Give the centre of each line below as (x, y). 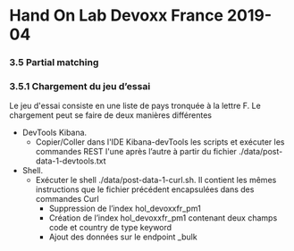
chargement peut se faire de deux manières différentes (111, 115)
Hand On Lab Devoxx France (117, 16)
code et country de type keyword (110, 228)
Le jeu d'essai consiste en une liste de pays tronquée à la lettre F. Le (135, 106)
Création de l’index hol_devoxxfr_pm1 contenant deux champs (163, 218)
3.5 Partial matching (54, 63)
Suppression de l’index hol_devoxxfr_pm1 (125, 209)
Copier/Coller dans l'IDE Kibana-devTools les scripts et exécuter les (160, 142)
